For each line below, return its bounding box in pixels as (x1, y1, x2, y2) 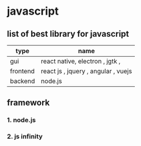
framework (7, 98, 50, 108)
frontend (10, 67, 35, 75)
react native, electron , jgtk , (41, 57, 121, 65)
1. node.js (7, 116, 36, 125)
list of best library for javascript (7, 29, 129, 39)
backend (10, 77, 35, 85)
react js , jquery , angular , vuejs (41, 67, 132, 75)
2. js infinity (7, 133, 43, 141)
